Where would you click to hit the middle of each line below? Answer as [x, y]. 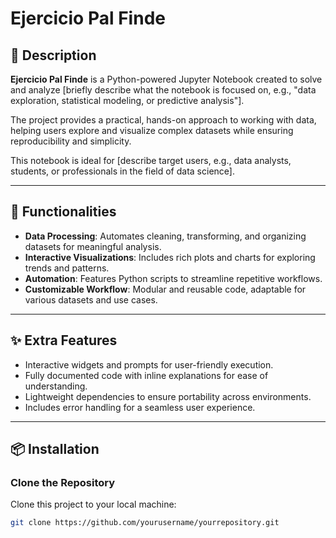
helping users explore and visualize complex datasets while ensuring [152, 130]
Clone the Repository [63, 482]
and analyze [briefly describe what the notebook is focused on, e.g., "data [163, 90]
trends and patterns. [67, 268]
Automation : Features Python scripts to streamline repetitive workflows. [173, 278]
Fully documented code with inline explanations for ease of [146, 375]
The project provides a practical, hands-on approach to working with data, [163, 120]
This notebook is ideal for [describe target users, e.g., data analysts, [151, 160]
